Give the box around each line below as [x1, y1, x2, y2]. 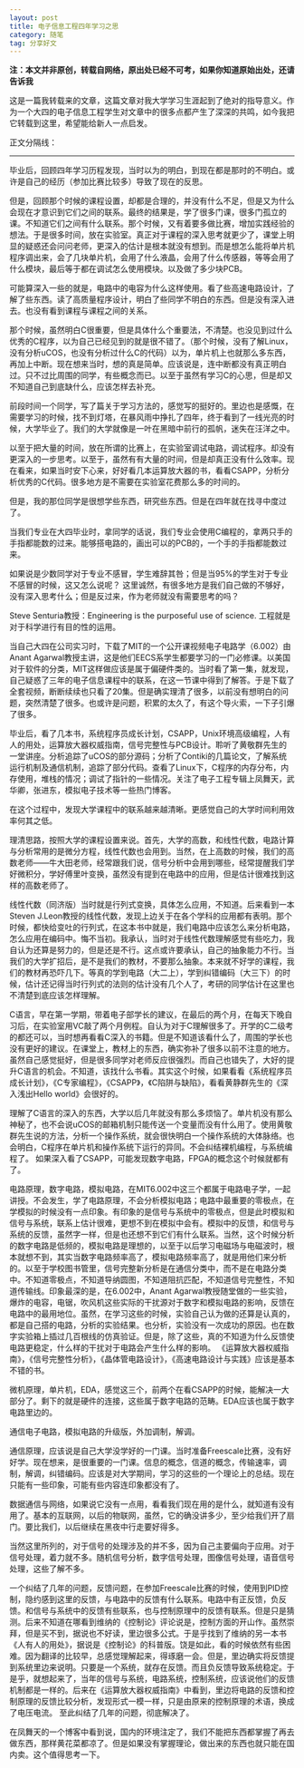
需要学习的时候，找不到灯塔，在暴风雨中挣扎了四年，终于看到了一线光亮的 [9, 412, 287, 423]
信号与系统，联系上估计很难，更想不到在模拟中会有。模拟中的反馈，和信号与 [9, 1218, 295, 1229]
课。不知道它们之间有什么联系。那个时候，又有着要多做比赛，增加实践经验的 [9, 219, 295, 229]
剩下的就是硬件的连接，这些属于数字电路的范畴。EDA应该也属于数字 [40, 1395, 295, 1406]
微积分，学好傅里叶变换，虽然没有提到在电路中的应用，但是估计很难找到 [16, 869, 287, 879]
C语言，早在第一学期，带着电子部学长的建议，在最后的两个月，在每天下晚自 [9, 1009, 293, 1020]
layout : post [9, 13, 59, 23]
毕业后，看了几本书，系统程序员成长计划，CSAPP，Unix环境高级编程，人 [9, 728, 283, 739]
